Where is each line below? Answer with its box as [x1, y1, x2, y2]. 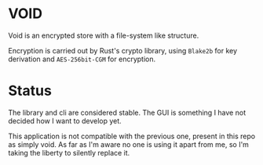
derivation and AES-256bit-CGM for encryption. [8, 54, 155, 64]
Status [8, 82, 53, 100]
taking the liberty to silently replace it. [8, 148, 130, 157]
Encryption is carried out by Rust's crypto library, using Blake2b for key [8, 46, 238, 55]
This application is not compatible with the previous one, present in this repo [8, 131, 256, 141]
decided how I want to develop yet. [8, 115, 122, 126]
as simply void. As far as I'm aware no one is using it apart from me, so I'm [8, 139, 250, 149]
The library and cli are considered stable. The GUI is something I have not [8, 108, 246, 117]
